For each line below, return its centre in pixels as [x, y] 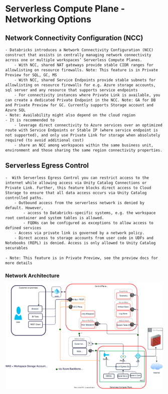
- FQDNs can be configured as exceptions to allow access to [89, 223]
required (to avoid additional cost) [45, 140]
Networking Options [48, 19]
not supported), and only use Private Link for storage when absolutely [83, 135]
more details [19, 263]
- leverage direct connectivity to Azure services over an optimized [89, 125]
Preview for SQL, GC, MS [31, 75]
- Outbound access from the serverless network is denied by [79, 203]
